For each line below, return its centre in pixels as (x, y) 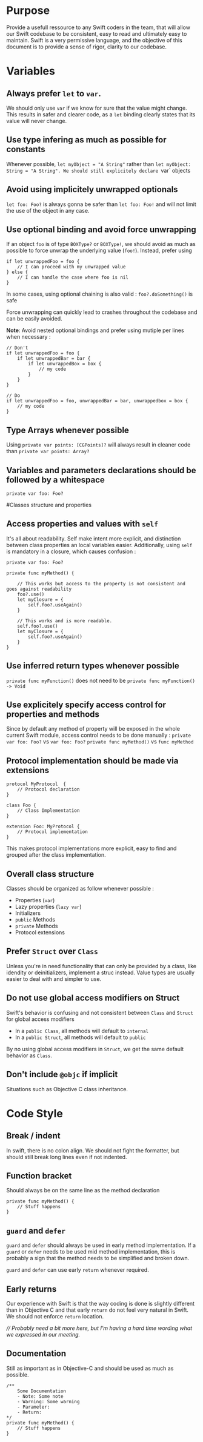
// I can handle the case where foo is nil (73, 277)
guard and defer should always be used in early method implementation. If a (101, 1245)
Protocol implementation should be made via (92, 761)
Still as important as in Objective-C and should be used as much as (90, 1368)
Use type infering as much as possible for (86, 140)
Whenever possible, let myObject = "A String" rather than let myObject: (98, 164)
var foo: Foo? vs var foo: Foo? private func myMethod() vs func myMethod (100, 742)
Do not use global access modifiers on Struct (93, 998)
